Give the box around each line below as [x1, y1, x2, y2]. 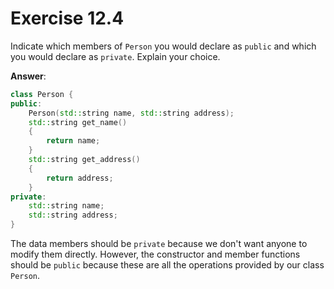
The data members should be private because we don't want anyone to [10, 238, 308, 250]
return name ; [46, 136, 101, 146]
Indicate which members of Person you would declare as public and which [10, 40, 317, 52]
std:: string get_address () [28, 155, 141, 165]
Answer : [10, 70, 47, 82]
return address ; [46, 173, 114, 183]
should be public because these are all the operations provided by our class [10, 259, 325, 271]
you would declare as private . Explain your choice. [10, 50, 221, 62]
